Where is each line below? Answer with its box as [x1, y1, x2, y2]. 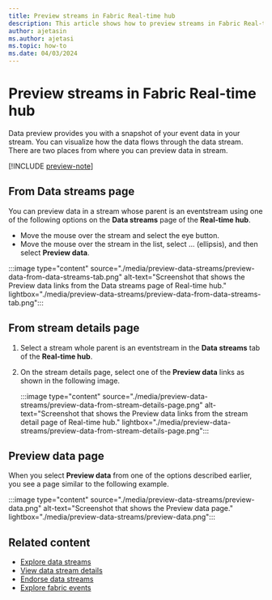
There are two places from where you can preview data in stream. [8, 145, 228, 155]
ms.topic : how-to [8, 42, 67, 50]
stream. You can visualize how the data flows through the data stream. [8, 137, 244, 147]
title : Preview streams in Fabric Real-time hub [8, 11, 176, 20]
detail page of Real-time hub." [19, 417, 121, 427]
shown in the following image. [19, 376, 120, 385]
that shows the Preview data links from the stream [80, 408, 249, 418]
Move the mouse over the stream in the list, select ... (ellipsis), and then [19, 239, 259, 249]
